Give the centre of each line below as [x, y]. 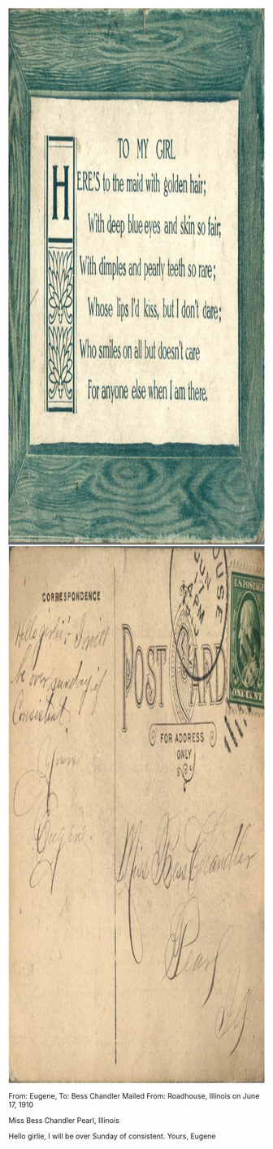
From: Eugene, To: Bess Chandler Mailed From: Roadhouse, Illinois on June [134, 1096]
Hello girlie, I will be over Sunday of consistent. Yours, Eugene [113, 1136]
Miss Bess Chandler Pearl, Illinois [64, 1120]
